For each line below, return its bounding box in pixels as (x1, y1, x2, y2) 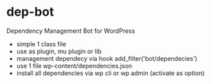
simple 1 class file (16, 40, 67, 48)
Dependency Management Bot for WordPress (6, 27, 135, 35)
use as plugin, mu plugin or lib (16, 47, 102, 55)
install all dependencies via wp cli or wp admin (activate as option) (16, 69, 205, 77)
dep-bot (6, 4, 54, 20)
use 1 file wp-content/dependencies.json (16, 61, 133, 70)
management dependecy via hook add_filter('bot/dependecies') (16, 54, 197, 62)
